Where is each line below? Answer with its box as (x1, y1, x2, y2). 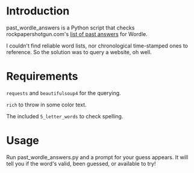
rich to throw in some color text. (6, 101, 87, 108)
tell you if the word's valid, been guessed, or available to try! (6, 160, 156, 167)
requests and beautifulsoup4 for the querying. (6, 89, 122, 97)
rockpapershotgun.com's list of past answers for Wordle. (6, 30, 148, 37)
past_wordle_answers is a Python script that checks (6, 24, 135, 31)
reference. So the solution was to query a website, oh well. (6, 48, 152, 55)
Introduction (6, 4, 70, 18)
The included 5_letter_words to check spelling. (6, 112, 124, 120)
